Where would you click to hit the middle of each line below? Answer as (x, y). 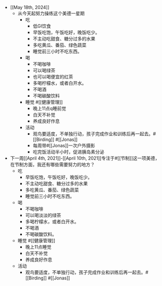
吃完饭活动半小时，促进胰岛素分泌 (69, 152)
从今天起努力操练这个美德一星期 (51, 13)
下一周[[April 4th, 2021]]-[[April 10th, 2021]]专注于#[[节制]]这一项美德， (85, 158)
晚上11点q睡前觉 (50, 108)
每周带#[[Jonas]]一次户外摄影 (64, 146)
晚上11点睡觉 (38, 247)
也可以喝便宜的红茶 (53, 77)
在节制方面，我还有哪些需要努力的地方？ (52, 165)
